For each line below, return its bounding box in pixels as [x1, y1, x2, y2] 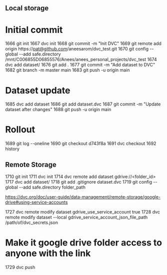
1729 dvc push [5, 264, 35, 270]
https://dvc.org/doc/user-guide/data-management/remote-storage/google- [5, 194, 161, 200]
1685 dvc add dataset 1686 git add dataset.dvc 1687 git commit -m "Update [5, 101, 161, 107]
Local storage [5, 4, 49, 12]
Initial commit [5, 24, 63, 35]
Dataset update [5, 84, 71, 96]
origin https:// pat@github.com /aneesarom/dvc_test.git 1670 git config [5, 46, 149, 52]
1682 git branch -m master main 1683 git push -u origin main [5, 67, 130, 73]
